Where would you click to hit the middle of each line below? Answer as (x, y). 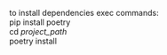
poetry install (33, 41)
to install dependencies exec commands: (84, 13)
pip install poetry (40, 22)
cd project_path (38, 31)
